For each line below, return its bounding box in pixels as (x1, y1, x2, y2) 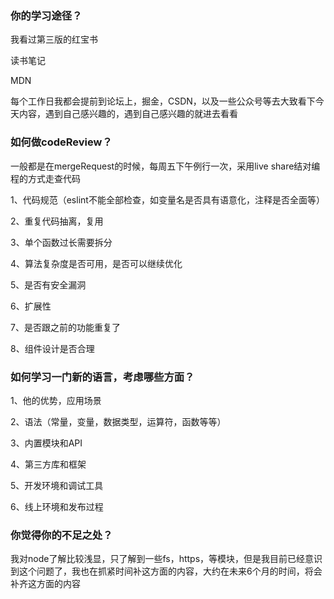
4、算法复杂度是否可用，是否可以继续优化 (10, 257, 183, 269)
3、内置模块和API (10, 437, 83, 449)
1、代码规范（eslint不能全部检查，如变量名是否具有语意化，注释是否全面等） (10, 193, 325, 206)
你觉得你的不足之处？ (10, 528, 113, 542)
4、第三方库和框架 (10, 458, 87, 470)
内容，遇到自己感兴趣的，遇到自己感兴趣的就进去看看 (18, 108, 238, 120)
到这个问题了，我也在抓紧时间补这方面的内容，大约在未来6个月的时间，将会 (10, 565, 323, 577)
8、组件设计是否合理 (10, 342, 95, 354)
